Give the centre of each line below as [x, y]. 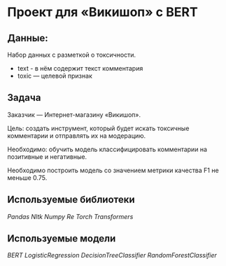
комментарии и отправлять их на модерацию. [77, 135]
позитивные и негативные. [47, 156]
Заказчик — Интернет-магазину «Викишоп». [74, 114]
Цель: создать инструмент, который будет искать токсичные [98, 128]
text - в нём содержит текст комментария [80, 68]
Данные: [28, 38]
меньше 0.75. [27, 177]
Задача [24, 98]
